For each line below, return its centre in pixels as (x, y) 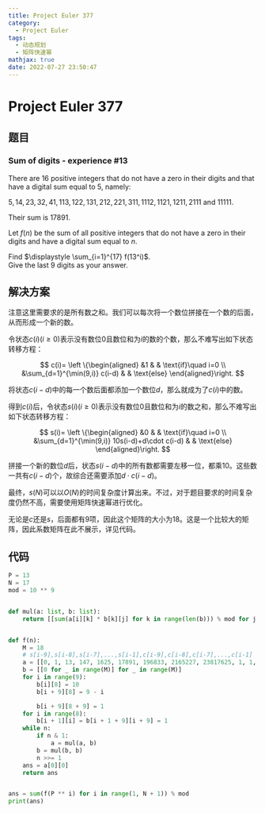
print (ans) (26, 801)
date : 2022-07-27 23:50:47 (53, 67)
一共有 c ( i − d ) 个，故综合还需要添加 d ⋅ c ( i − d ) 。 (85, 476)
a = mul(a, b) (74, 743)
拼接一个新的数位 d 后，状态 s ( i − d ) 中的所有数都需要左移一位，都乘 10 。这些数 (132, 466)
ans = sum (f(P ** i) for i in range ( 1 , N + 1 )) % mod (99, 794)
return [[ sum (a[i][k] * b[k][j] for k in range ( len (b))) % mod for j (140, 619)
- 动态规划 (31, 45)
